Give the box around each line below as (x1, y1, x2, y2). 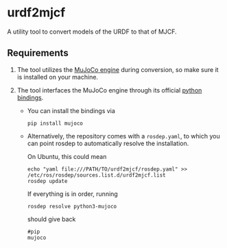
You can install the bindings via (27, 106, 115, 114)
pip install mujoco (27, 120, 84, 127)
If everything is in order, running (27, 190, 118, 198)
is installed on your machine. (16, 73, 98, 81)
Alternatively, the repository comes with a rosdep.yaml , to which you (27, 132, 221, 140)
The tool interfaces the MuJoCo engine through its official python (16, 86, 202, 94)
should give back (27, 214, 76, 223)
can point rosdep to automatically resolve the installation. (27, 139, 189, 147)
